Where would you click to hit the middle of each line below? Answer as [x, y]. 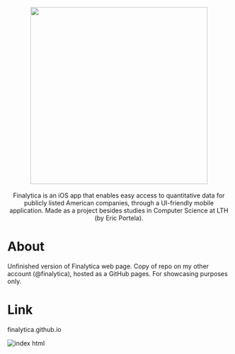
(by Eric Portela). [119, 218]
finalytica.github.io [34, 329]
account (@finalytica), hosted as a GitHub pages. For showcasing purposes [117, 273]
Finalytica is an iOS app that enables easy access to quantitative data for [119, 195]
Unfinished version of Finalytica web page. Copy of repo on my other [108, 266]
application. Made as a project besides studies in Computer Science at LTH [119, 210]
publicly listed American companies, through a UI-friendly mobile [119, 203]
